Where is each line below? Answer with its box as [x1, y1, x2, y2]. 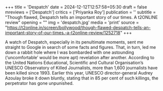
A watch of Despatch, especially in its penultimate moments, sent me [5, 39, 144, 45]
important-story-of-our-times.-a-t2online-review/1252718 [5, 30, 121, 35]
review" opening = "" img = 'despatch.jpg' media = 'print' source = [5, 19, 139, 25]
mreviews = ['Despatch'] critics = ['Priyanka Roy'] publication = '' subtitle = [5, 9, 156, 15]
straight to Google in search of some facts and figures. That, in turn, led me [5, 45, 156, 50]
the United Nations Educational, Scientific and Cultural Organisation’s [5, 60, 144, 65]
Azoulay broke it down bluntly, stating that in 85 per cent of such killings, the [5, 75, 159, 81]
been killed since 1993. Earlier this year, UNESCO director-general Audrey [5, 70, 153, 76]
